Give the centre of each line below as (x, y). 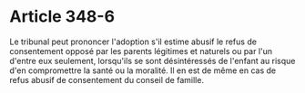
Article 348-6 (62, 17)
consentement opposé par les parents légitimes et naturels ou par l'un (141, 51)
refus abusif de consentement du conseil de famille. (107, 79)
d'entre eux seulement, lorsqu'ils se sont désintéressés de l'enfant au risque (152, 60)
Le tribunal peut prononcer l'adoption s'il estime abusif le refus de (133, 42)
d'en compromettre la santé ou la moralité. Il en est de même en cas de (142, 70)
